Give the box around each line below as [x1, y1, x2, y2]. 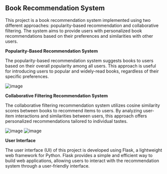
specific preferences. [5, 73, 49, 79]
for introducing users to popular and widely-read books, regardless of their [5, 68, 159, 74]
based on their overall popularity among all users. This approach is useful [5, 63, 156, 69]
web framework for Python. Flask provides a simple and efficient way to [5, 152, 153, 158]
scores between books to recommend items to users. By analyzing [5, 107, 142, 113]
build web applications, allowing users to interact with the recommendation [5, 158, 160, 164]
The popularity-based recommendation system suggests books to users [5, 57, 154, 64]
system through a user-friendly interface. [5, 163, 90, 169]
